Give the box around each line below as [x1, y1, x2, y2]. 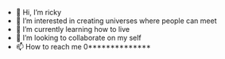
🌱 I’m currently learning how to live [15, 25, 130, 33]
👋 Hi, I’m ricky [15, 8, 62, 17]
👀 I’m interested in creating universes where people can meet [15, 16, 217, 26]
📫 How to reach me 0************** [15, 42, 151, 51]
